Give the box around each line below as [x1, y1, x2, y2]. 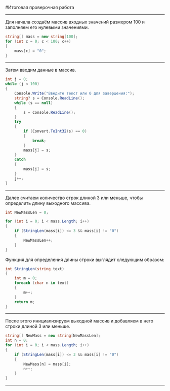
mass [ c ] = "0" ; [14, 48, 47, 53]
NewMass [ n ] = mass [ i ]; [23, 362, 71, 367]
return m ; [14, 299, 35, 304]
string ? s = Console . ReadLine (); [14, 95, 85, 101]
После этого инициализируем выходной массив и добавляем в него [5, 318, 153, 324]
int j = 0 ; [5, 77, 28, 82]
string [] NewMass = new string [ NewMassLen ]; [5, 333, 101, 338]
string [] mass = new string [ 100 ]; [5, 34, 78, 39]
